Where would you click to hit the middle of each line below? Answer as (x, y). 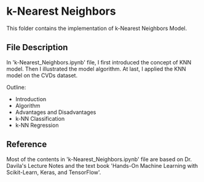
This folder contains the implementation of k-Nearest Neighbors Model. (97, 28)
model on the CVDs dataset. (42, 75)
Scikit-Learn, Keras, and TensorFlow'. (54, 172)
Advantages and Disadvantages (56, 112)
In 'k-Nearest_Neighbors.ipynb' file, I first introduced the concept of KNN (99, 62)
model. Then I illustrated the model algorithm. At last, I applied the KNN (96, 69)
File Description (37, 47)
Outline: (16, 87)
